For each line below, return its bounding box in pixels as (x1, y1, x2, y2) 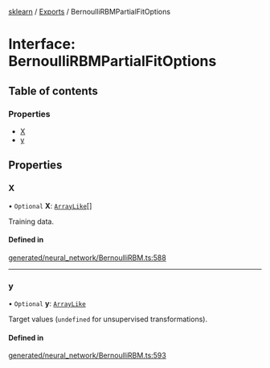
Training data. (8, 217, 55, 226)
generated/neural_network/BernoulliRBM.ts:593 (8, 350, 166, 361)
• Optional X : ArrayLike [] (8, 201, 92, 210)
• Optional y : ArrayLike (8, 299, 86, 308)
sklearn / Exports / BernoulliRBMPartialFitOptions (8, 7, 171, 16)
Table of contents (8, 84, 98, 97)
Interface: (8, 35, 76, 53)
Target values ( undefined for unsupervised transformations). (8, 314, 207, 325)
